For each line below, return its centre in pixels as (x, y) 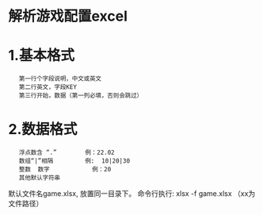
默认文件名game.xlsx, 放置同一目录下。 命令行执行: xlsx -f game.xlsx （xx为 (132, 194)
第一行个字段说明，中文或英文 (60, 79)
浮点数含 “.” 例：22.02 (67, 153)
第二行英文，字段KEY (48, 87)
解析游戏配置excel (68, 16)
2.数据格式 (43, 130)
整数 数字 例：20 (65, 170)
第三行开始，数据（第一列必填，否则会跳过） (81, 96)
